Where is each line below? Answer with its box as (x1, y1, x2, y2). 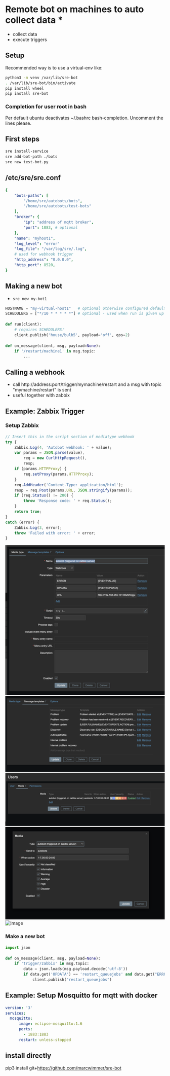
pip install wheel (5, 86, 44, 91)
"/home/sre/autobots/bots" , (23, 198, 82, 203)
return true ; (14, 509, 42, 514)
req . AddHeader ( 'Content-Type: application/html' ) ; (14, 482, 123, 487)
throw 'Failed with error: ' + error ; (14, 530, 96, 535)
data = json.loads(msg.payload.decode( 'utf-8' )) (23, 966, 128, 972)
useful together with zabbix (12, 392, 70, 399)
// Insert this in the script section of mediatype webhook (5, 434, 135, 439)
